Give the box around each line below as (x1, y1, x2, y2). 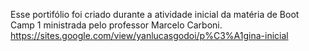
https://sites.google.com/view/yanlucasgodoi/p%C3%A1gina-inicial (10, 30, 289, 41)
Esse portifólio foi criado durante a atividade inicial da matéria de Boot (10, 9, 300, 20)
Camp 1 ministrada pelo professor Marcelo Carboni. (10, 19, 223, 31)
